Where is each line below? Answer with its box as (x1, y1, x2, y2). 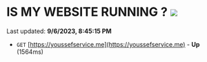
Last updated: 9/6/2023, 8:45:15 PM (6, 27, 112, 35)
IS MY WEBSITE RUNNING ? (6, 4, 168, 20)
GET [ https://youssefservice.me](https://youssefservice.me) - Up (16, 40, 200, 48)
